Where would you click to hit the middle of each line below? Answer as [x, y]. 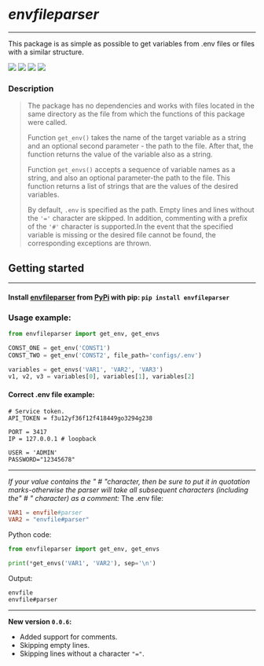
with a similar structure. [46, 52]
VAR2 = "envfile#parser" [49, 520]
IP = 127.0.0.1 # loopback [52, 439]
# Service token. [37, 411]
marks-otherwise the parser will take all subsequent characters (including [128, 490]
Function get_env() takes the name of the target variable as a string [137, 138]
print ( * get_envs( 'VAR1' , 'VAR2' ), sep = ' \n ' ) [82, 564]
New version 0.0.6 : [40, 622]
